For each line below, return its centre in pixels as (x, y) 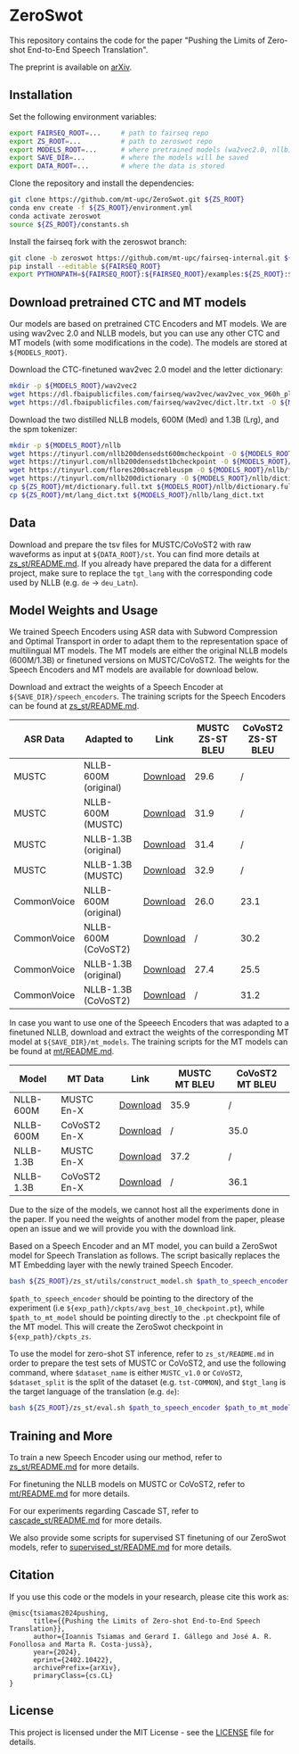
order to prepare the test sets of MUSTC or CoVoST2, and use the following (148, 1363)
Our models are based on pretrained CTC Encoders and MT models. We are (148, 324)
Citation (32, 1575)
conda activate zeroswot (55, 216)
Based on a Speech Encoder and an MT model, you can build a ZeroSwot (143, 1246)
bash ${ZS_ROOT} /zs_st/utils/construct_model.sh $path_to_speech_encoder (149, 1282)
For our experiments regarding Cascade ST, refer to (104, 1511)
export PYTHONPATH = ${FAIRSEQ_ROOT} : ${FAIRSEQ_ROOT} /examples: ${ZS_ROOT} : (149, 274)
